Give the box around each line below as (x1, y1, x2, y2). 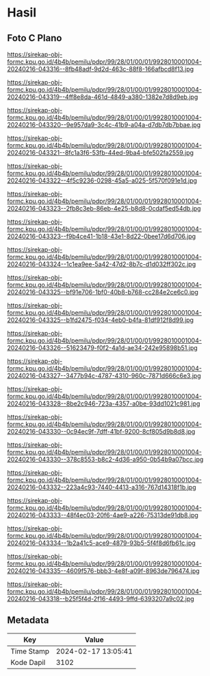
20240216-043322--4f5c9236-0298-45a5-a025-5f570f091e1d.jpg (7, 176, 197, 185)
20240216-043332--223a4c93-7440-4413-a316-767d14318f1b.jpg (7, 483, 196, 491)
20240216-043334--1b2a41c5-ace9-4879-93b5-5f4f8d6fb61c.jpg (7, 539, 196, 547)
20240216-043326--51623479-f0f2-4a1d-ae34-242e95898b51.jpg (7, 344, 198, 351)
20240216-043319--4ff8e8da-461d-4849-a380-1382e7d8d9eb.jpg (7, 93, 198, 101)
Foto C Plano (7, 32, 62, 44)
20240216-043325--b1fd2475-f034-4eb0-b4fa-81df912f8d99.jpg (7, 316, 194, 324)
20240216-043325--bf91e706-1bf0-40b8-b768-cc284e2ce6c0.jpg (7, 288, 198, 296)
